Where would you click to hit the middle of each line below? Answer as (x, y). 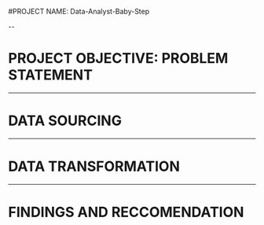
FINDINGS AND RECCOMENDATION (126, 212)
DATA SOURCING (65, 121)
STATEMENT (50, 75)
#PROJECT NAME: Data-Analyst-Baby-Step (79, 11)
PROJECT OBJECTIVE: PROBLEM (118, 59)
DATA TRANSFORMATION (94, 166)
